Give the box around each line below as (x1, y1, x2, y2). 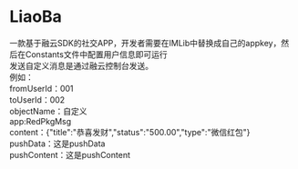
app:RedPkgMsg (9, 115, 72, 126)
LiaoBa (9, 6, 62, 27)
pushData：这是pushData (9, 138, 106, 149)
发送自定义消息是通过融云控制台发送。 (9, 60, 153, 71)
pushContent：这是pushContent (9, 149, 130, 160)
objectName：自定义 (9, 105, 87, 116)
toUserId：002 (9, 94, 66, 105)
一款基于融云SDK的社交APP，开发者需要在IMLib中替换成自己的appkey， (9, 37, 282, 48)
